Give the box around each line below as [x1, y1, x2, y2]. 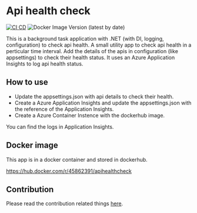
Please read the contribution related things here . [6, 200, 123, 207]
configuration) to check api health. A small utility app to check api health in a [6, 41, 192, 48]
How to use [6, 77, 48, 87]
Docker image [6, 140, 58, 150]
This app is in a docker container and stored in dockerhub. [6, 156, 148, 163]
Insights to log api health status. [6, 60, 84, 67]
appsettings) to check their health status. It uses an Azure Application [6, 54, 175, 61]
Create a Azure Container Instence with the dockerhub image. [14, 112, 165, 119]
